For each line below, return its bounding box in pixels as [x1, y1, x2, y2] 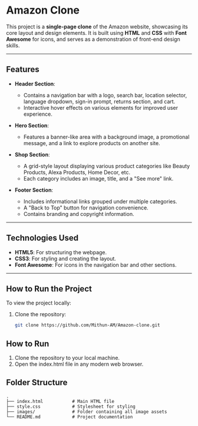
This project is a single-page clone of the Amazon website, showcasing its [6, 23, 189, 30]
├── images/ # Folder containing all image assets [6, 408, 167, 415]
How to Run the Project [6, 284, 93, 294]
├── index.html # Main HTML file [6, 398, 115, 404]
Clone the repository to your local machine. [14, 355, 120, 362]
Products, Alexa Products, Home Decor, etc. [23, 169, 131, 176]
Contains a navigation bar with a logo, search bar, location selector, [23, 91, 187, 99]
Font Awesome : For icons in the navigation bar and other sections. [14, 261, 177, 268]
